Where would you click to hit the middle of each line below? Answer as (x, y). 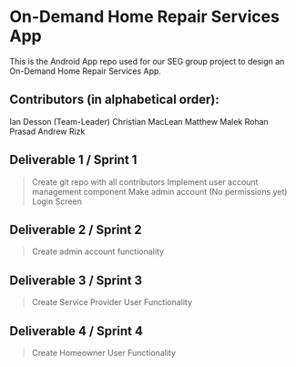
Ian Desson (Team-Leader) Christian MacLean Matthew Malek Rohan (139, 121)
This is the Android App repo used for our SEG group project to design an (147, 61)
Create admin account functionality (98, 251)
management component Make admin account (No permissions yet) (159, 191)
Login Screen (56, 201)
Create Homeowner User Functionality (103, 353)
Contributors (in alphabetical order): (115, 100)
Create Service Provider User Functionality (112, 302)
